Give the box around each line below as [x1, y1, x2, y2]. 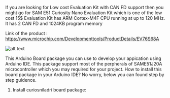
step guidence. [5, 77, 37, 83]
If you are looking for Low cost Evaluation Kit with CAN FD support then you [5, 5, 164, 10]
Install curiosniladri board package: [12, 87, 86, 93]
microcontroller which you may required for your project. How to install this [5, 66, 162, 72]
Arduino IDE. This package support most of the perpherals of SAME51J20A [5, 61, 162, 67]
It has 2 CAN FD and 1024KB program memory [5, 20, 103, 26]
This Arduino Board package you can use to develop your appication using [5, 55, 161, 61]
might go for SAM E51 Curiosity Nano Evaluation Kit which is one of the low [5, 10, 162, 16]
